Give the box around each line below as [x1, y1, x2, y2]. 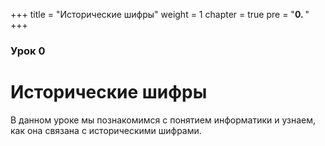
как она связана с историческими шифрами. [10, 124, 202, 136]
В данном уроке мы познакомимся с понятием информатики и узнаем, [10, 114, 317, 126]
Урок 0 [10, 44, 46, 58]
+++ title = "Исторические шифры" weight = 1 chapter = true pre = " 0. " [10, 9, 310, 20]
